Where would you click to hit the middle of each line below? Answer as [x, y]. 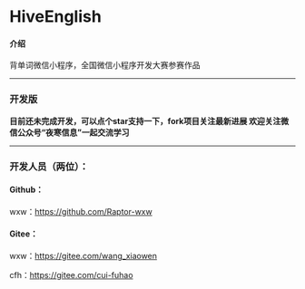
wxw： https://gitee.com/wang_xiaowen [83, 256]
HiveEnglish [55, 17]
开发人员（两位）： [49, 167]
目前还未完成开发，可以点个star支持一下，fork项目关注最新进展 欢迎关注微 [149, 120]
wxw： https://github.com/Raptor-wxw [81, 211]
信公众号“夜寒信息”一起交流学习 [69, 132]
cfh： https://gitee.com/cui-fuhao [71, 275]
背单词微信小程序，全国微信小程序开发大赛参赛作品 [105, 65]
